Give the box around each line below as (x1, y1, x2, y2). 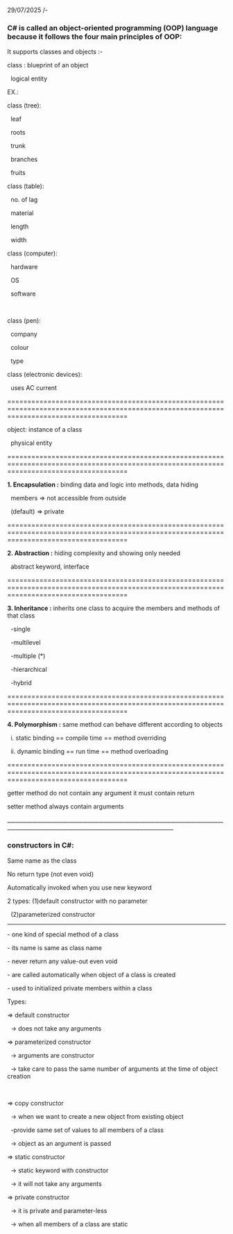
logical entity (10, 74, 48, 83)
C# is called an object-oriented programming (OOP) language (7, 23, 218, 33)
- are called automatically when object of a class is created (7, 970, 176, 979)
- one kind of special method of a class (7, 930, 119, 938)
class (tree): (7, 101, 42, 110)
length (10, 222, 29, 231)
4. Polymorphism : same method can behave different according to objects (7, 720, 223, 729)
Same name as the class (7, 856, 77, 865)
